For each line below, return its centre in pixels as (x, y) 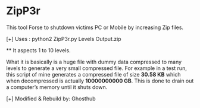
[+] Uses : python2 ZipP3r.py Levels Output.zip (64, 39)
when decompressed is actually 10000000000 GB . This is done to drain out (100, 81)
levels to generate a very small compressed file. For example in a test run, (97, 68)
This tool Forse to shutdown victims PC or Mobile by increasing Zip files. (95, 27)
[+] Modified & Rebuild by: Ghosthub (51, 99)
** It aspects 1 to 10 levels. (38, 50)
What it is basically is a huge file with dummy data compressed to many (94, 62)
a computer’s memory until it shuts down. (57, 87)
